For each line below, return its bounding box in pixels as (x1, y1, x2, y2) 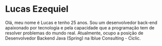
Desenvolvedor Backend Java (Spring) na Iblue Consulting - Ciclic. (5, 35, 141, 41)
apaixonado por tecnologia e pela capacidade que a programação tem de (5, 24, 155, 30)
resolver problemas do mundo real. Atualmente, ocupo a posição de (5, 30, 144, 36)
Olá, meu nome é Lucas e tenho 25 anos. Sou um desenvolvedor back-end (5, 20, 158, 25)
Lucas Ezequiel (5, 3, 69, 15)
